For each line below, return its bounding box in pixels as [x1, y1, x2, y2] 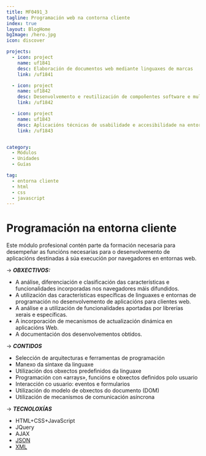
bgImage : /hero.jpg [6, 32, 56, 38]
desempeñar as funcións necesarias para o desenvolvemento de [6, 248, 170, 256]
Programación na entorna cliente [6, 221, 177, 235]
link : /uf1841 [17, 71, 53, 77]
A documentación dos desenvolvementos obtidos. [15, 330, 142, 338]
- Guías [12, 161, 32, 167]
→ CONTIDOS [6, 343, 42, 350]
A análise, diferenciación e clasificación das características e [15, 278, 170, 286]
